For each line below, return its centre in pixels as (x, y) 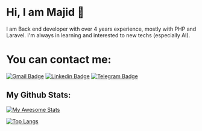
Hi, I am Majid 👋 (45, 12)
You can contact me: (59, 60)
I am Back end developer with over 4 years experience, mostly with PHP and (101, 29)
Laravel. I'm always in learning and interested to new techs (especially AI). (98, 35)
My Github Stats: (39, 95)
